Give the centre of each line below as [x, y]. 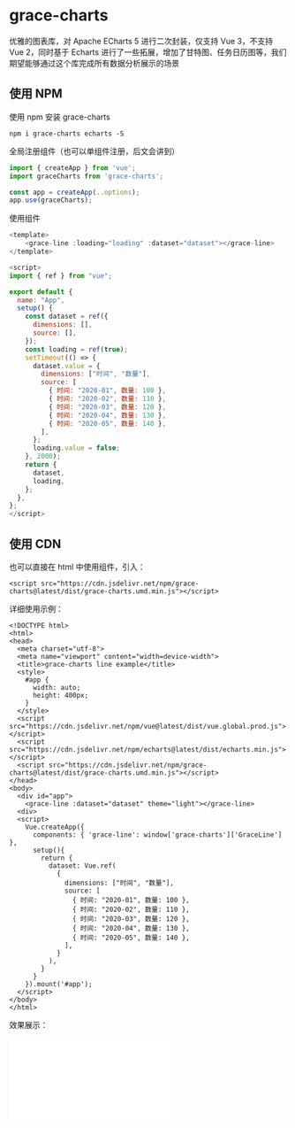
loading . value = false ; [76, 448]
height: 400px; [61, 695]
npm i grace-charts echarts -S [67, 134]
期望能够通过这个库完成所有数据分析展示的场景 [94, 63]
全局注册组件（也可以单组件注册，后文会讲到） [94, 151]
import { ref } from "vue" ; [61, 275]
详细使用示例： [36, 608]
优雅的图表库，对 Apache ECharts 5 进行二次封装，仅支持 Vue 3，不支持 [141, 41]
